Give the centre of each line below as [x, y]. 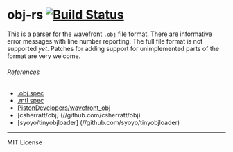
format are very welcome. [44, 56]
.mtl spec [31, 101]
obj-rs [25, 15]
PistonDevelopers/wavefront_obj [64, 108]
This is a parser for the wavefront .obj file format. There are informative [110, 34]
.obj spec [31, 93]
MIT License [25, 142]
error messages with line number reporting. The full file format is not [105, 41]
